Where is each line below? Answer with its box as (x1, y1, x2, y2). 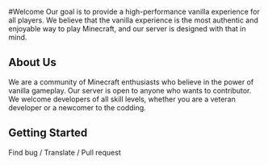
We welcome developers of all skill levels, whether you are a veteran (8, 94, 236, 104)
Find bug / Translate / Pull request (8, 147, 121, 157)
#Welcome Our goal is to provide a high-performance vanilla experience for (8, 7, 260, 16)
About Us (8, 56, 57, 69)
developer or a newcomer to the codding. (8, 102, 147, 112)
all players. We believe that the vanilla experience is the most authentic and (8, 15, 258, 25)
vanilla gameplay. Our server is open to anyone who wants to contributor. (8, 85, 252, 95)
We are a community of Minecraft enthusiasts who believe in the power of (8, 76, 254, 87)
